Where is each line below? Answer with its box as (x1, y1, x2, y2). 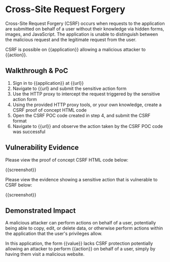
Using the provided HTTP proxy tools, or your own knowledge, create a (12, 102, 162, 108)
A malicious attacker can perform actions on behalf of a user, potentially (5, 220, 156, 226)
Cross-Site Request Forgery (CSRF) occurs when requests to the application (5, 20, 165, 26)
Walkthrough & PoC (5, 67, 69, 75)
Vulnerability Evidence (5, 143, 79, 152)
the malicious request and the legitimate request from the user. (5, 37, 137, 43)
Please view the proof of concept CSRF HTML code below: (5, 156, 128, 163)
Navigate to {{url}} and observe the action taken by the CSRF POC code (12, 123, 163, 129)
